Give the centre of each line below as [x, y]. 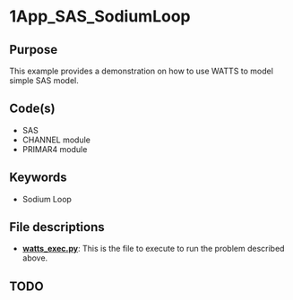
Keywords [38, 178]
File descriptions [57, 227]
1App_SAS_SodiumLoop [100, 17]
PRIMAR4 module [55, 149]
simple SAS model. [44, 81]
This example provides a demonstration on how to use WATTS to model [141, 71]
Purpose [34, 50]
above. [35, 258]
